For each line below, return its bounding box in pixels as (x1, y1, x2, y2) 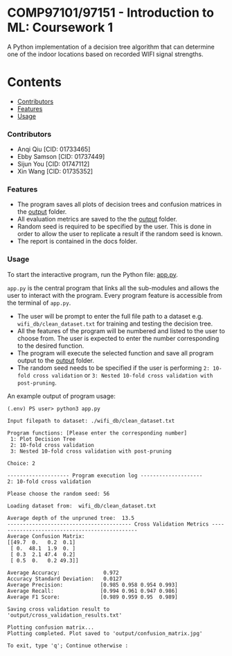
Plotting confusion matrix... (7, 623, 95, 631)
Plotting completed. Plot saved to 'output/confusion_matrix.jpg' (7, 630, 203, 637)
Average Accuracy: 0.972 (7, 569, 119, 576)
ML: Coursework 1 (7, 19, 113, 35)
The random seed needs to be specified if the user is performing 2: (17, 363, 210, 372)
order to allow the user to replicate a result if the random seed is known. (17, 230, 223, 238)
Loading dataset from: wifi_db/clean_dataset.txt (7, 502, 157, 510)
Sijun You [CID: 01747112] (17, 160, 90, 168)
